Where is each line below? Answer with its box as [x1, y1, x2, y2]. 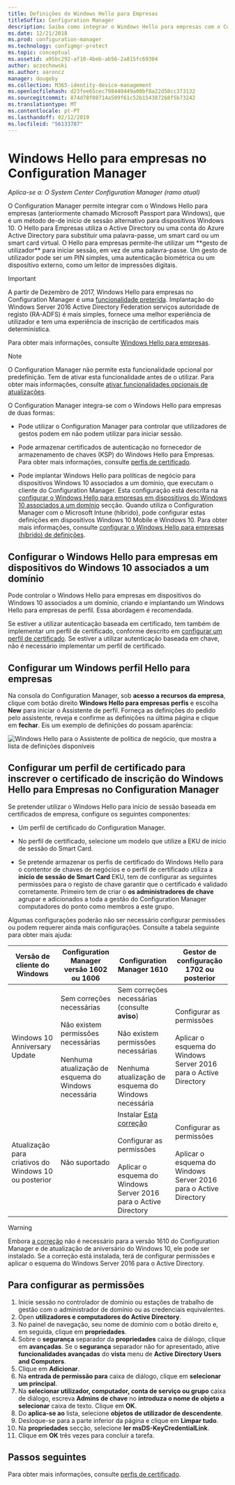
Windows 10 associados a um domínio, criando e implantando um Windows [8, 599, 225, 607]
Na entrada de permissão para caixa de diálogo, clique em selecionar [17, 1371, 222, 1380]
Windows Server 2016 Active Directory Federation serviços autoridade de [8, 303, 220, 311]
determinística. [8, 325, 51, 333]
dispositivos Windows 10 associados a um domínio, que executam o [17, 479, 213, 487]
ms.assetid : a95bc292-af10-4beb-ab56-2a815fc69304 [8, 56, 158, 63]
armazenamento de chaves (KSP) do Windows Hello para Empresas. [17, 450, 215, 459]
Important [8, 275, 36, 283]
